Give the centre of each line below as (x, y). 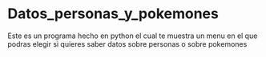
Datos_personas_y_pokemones (113, 14)
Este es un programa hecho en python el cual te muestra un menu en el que (133, 36)
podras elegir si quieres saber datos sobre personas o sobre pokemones (127, 44)
